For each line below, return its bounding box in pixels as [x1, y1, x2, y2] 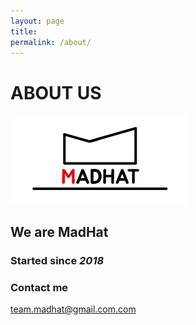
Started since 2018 [10, 253, 105, 267]
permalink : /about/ [10, 37, 92, 47]
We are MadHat [10, 223, 109, 240]
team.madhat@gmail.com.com [10, 303, 137, 315]
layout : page [10, 16, 65, 26]
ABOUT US [10, 81, 102, 104]
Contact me [10, 280, 69, 294]
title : [10, 26, 38, 37]
